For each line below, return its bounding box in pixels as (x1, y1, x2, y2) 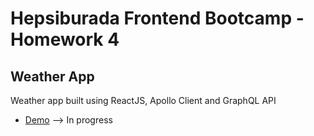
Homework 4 (10, 28, 120, 51)
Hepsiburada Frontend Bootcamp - (10, 7, 305, 30)
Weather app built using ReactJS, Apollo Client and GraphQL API (10, 95, 277, 106)
